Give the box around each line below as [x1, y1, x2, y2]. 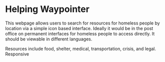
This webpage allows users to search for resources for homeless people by [5, 20, 161, 26]
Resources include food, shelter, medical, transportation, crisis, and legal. [5, 45, 156, 51]
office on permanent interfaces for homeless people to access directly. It [5, 30, 155, 36]
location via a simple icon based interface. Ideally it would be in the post [5, 25, 154, 31]
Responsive [5, 51, 29, 57]
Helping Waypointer [5, 3, 90, 15]
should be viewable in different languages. [5, 36, 93, 42]
